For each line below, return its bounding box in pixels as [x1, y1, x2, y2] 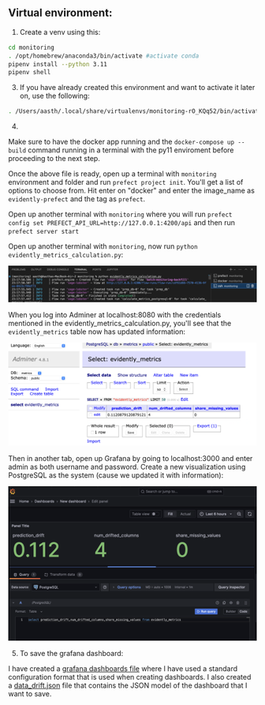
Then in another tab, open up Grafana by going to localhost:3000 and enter [8, 454, 253, 463]
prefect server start [8, 228, 80, 236]
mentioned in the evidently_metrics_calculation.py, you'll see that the [8, 319, 232, 328]
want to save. [8, 688, 52, 698]
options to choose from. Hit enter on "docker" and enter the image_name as [8, 186, 255, 196]
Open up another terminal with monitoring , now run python [8, 242, 199, 251]
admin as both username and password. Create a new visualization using [8, 462, 246, 472]
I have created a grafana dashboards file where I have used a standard [8, 663, 238, 673]
